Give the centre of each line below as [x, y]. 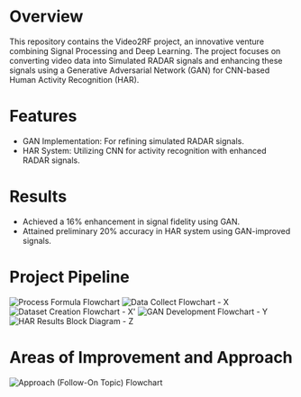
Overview [46, 17]
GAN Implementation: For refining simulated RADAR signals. [133, 140]
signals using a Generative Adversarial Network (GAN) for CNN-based [140, 70]
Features [43, 117]
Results [38, 197]
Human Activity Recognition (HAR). [74, 79]
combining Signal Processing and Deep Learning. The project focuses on [145, 50]
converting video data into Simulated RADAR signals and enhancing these [146, 60]
